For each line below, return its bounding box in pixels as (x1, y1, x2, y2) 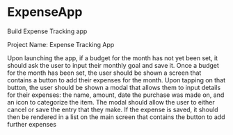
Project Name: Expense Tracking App (7, 40, 115, 48)
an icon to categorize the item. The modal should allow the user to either (7, 98, 215, 106)
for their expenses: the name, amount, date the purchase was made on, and (7, 91, 225, 99)
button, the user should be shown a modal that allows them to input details (7, 83, 221, 91)
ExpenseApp (7, 4, 83, 20)
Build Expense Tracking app (7, 27, 88, 35)
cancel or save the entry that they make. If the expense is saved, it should (7, 105, 218, 114)
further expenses (7, 120, 57, 128)
